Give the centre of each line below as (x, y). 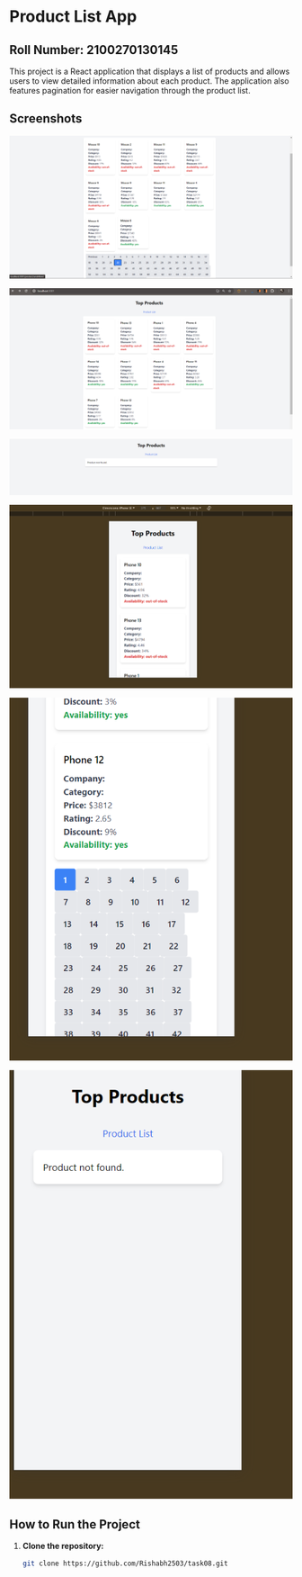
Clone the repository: (63, 1546)
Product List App (73, 17)
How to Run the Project (75, 1524)
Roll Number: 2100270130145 (94, 50)
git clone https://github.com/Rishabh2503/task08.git (125, 1563)
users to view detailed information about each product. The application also (149, 81)
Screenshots (46, 119)
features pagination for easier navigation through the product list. (130, 90)
